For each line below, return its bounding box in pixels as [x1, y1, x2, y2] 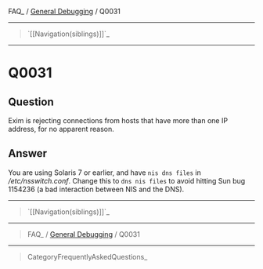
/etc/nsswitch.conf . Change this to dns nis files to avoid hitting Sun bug [8, 176, 246, 185]
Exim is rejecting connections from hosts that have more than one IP [8, 116, 229, 125]
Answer [8, 147, 48, 160]
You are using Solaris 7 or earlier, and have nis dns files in [8, 168, 202, 177]
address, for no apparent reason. [8, 125, 115, 133]
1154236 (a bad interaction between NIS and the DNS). [8, 184, 185, 194]
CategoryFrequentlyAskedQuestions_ [27, 252, 148, 261]
